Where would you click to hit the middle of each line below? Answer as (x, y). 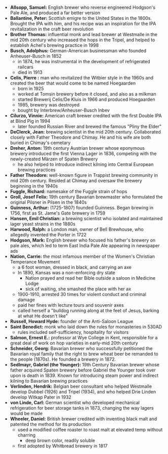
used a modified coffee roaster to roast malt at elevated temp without (90, 430)
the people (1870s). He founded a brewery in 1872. (63, 359)
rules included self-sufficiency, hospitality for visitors (73, 332)
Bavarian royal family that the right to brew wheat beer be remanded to (84, 354)
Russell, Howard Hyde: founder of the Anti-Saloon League (72, 321)
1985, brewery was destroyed (48, 105)
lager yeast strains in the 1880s (43, 224)
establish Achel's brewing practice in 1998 (54, 45)
